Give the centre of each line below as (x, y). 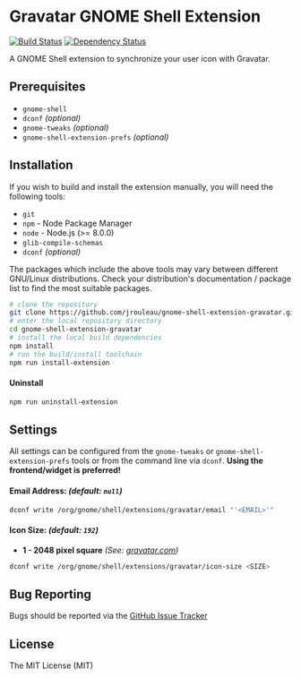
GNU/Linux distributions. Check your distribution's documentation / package (150, 279)
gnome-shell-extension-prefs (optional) (95, 137)
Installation (41, 165)
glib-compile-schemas (62, 243)
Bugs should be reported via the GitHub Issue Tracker (108, 616)
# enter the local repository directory (86, 321)
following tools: (37, 196)
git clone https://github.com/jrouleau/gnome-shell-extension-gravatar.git (154, 313)
